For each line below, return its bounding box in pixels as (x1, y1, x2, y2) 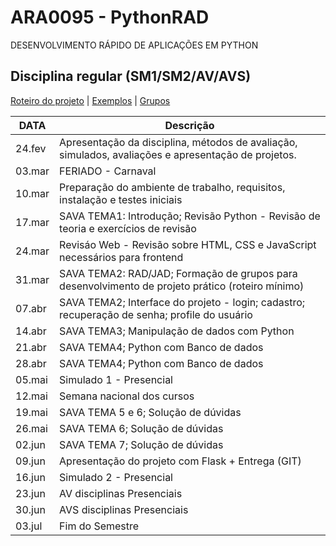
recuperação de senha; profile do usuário (59, 307, 253, 321)
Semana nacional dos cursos (59, 389, 195, 403)
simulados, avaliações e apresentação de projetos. (59, 147, 297, 161)
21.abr (15, 340, 47, 354)
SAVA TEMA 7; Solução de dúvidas (59, 437, 224, 451)
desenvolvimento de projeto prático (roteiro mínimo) (59, 279, 305, 293)
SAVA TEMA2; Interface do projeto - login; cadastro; (59, 295, 306, 309)
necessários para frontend (59, 250, 184, 264)
